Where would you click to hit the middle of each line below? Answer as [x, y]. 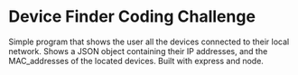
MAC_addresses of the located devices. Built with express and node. [136, 61]
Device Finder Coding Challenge [132, 17]
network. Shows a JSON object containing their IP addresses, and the [138, 51]
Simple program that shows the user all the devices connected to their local [149, 42]
